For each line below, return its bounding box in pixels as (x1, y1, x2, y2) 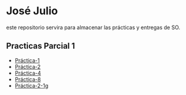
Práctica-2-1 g (14, 82, 49, 89)
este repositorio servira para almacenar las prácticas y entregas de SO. (6, 24, 181, 31)
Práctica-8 (14, 75, 41, 83)
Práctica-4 (14, 69, 42, 77)
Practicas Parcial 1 (6, 41, 75, 51)
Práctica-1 (14, 56, 40, 64)
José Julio (6, 4, 58, 18)
